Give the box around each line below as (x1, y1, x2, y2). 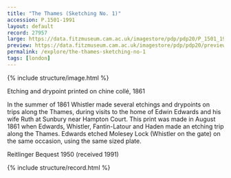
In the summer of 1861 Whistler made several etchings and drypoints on (7, 100, 210, 109)
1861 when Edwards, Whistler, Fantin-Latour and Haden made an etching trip (7, 122, 224, 131)
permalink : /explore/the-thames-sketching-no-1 (7, 49, 146, 56)
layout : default (7, 23, 54, 30)
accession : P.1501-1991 (7, 16, 76, 23)
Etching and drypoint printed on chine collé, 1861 (7, 87, 146, 95)
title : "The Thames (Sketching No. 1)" (7, 10, 122, 17)
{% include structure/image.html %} (7, 74, 109, 82)
